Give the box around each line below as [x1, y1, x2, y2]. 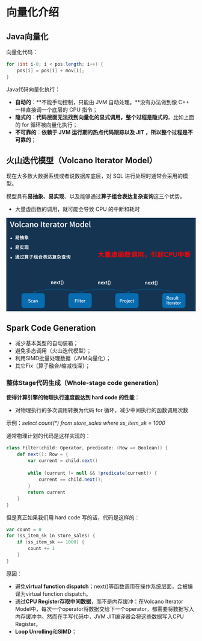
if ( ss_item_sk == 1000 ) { [17, 539, 85, 545]
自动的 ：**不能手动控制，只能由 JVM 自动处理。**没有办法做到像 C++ [14, 98, 189, 105]
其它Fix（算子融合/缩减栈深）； [14, 362, 91, 369]
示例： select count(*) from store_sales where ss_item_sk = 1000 [6, 419, 165, 427]
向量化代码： [6, 49, 38, 55]
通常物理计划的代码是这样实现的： [6, 432, 91, 439]
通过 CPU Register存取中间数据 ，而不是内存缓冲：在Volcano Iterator [14, 598, 183, 605]
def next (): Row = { [17, 451, 69, 457]
